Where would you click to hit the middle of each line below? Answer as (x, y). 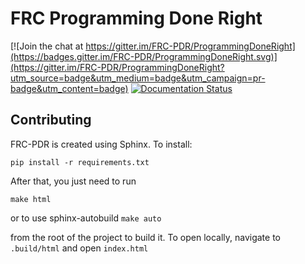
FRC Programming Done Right (136, 18)
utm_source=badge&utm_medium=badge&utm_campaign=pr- (138, 78)
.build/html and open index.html (79, 248)
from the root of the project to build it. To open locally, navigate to (146, 237)
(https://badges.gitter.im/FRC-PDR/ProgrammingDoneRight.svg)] (144, 56)
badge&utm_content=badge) (69, 88)
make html (31, 199)
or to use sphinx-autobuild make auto (86, 218)
